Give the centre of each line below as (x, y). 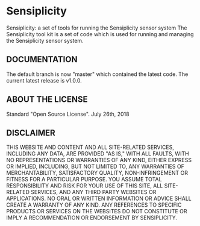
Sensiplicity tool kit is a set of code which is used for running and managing (100, 34)
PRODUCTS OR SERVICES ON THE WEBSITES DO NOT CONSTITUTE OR (97, 212)
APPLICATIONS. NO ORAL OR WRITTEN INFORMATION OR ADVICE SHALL (99, 199)
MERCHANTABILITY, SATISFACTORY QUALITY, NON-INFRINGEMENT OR (97, 173)
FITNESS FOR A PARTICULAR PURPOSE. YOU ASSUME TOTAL (84, 180)
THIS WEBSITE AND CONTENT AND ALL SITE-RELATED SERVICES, (90, 147)
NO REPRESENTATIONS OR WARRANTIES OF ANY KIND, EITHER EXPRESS (99, 160)
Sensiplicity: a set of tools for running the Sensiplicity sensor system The (97, 28)
